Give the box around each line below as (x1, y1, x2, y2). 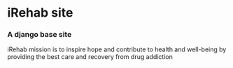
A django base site (7, 30, 72, 40)
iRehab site (7, 5, 73, 21)
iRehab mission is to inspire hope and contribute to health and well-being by (7, 45, 227, 53)
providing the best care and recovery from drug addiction (7, 53, 173, 61)
